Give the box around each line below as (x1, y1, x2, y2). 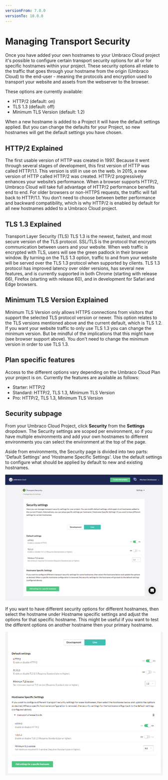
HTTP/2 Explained (5, 144, 63, 153)
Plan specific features (5, 356, 75, 364)
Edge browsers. (5, 281, 38, 287)
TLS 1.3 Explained (5, 220, 61, 229)
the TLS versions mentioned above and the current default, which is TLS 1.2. (5, 319, 162, 326)
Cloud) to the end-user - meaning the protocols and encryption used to (5, 73, 152, 80)
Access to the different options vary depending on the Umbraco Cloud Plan (5, 369, 160, 375)
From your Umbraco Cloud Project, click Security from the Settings (5, 422, 145, 429)
